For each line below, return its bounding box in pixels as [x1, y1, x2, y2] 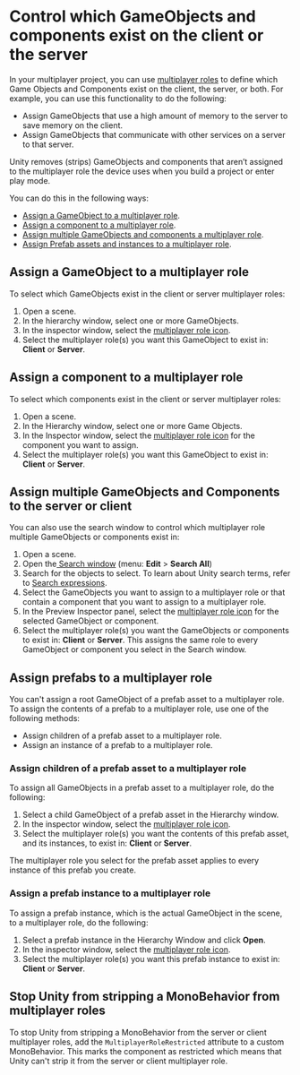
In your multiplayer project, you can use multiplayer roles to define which [9, 73, 279, 84]
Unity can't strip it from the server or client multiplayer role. [9, 1055, 228, 1066]
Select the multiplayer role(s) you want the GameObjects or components [21, 625, 289, 636]
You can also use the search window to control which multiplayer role [9, 522, 266, 533]
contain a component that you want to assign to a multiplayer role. [21, 597, 267, 607]
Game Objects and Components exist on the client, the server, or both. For [9, 83, 284, 94]
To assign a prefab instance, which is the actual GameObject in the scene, [9, 907, 283, 918]
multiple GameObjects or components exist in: [9, 531, 180, 543]
